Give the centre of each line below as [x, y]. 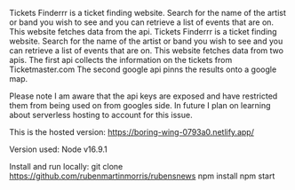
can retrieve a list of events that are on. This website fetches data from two [147, 51]
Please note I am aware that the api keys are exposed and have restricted [144, 96]
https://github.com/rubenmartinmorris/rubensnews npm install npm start [142, 176]
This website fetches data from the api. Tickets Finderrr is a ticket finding [143, 32]
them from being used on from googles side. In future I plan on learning [140, 105]
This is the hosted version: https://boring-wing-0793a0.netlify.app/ [132, 132]
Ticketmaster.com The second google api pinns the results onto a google [143, 69]
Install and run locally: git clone [66, 166]
